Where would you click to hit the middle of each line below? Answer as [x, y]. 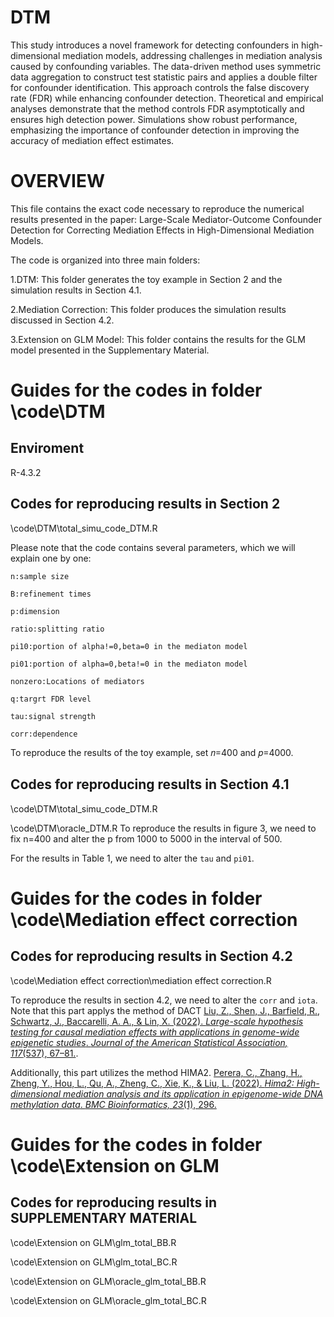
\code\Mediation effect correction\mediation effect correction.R [141, 980]
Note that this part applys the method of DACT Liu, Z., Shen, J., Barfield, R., [165, 1010]
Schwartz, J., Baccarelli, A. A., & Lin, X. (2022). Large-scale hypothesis [157, 1021]
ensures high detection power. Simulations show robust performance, [154, 119]
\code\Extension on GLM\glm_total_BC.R [94, 1262]
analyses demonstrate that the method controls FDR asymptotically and [157, 108]
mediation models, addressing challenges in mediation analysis [192, 55]
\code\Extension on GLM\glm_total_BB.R [93, 1242]
